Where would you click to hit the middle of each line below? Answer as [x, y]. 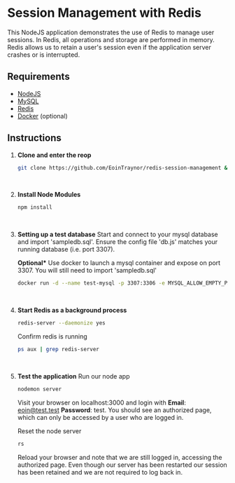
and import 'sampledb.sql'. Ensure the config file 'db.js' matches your [117, 242]
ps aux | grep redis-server [58, 349]
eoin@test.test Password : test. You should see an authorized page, [114, 410]
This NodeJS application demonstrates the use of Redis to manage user [111, 32]
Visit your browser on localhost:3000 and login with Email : [102, 402]
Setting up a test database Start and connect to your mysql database [117, 234]
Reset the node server [49, 431]
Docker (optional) [42, 116]
